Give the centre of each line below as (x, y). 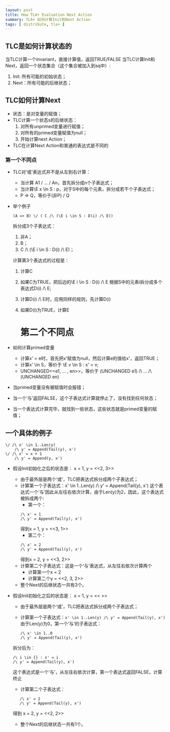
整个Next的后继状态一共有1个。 (53, 724)
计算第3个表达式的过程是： (41, 261)
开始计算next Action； (44, 139)
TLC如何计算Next (33, 101)
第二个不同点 (47, 333)
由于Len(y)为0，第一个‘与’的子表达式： (61, 624)
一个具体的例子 (29, 433)
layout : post (19, 10)
